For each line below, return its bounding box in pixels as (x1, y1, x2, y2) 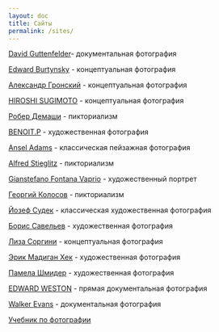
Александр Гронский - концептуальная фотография (8, 80, 187, 90)
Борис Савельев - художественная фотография (8, 221, 174, 231)
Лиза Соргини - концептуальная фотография (8, 237, 163, 246)
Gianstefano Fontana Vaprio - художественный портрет (8, 174, 197, 184)
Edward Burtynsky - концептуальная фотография (8, 65, 176, 74)
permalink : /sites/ (8, 27, 74, 35)
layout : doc (8, 11, 48, 20)
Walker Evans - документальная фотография (8, 300, 162, 309)
